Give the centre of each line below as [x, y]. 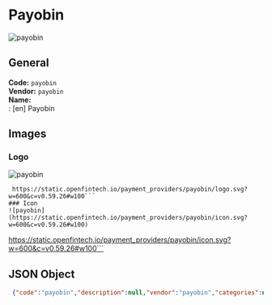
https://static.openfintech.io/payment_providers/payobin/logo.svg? [130, 189]
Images [28, 134]
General [29, 63]
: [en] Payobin [32, 108]
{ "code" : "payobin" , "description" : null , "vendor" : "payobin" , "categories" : [137, 293]
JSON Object [42, 274]
